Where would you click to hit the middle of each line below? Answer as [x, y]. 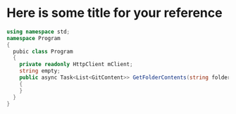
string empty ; [40, 71]
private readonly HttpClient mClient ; [76, 65]
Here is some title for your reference [114, 13]
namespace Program [33, 38]
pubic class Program [43, 51]
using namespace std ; [38, 32]
